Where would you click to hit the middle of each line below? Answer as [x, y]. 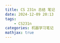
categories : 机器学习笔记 [30, 28]
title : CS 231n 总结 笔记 [30, 10]
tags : [11, 19]
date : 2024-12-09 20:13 [30, 14]
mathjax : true [20, 33]
